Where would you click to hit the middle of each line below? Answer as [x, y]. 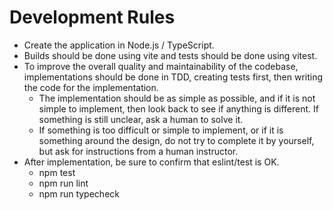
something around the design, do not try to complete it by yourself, [176, 140]
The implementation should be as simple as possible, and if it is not [177, 98]
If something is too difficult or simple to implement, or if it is [161, 130]
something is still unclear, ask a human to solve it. [141, 119]
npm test [57, 172]
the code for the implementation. [91, 87]
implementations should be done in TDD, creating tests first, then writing [173, 77]
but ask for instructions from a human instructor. [138, 151]
